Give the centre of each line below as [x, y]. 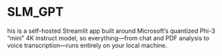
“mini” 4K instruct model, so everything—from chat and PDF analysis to [108, 38]
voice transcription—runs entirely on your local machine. [87, 45]
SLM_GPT [35, 12]
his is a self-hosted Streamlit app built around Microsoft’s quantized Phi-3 [111, 31]
